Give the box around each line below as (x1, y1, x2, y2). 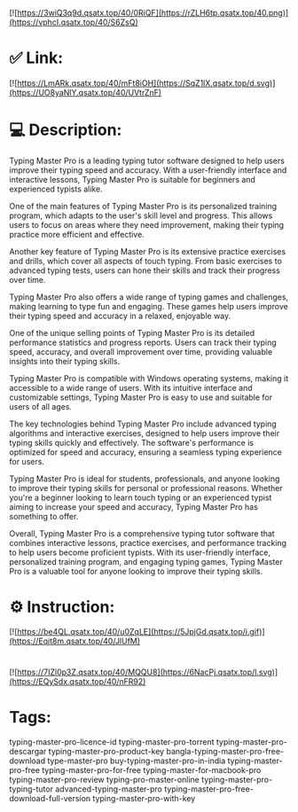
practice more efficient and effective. (9, 229, 145, 239)
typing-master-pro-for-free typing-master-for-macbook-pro (41, 764, 262, 775)
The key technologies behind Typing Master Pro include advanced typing (9, 418, 277, 429)
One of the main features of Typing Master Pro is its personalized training (9, 200, 278, 211)
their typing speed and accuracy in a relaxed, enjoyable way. (9, 310, 231, 321)
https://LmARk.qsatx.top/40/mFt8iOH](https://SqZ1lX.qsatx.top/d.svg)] (17, 77, 276, 88)
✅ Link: (9, 48, 64, 68)
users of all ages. (9, 401, 73, 411)
